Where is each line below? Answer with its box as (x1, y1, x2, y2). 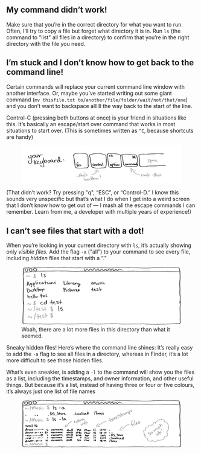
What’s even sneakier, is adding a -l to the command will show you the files (6, 368, 195, 376)
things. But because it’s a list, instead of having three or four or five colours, (6, 381, 195, 388)
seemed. (21, 332, 43, 339)
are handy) (6, 133, 34, 141)
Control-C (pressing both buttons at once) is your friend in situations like (6, 114, 187, 121)
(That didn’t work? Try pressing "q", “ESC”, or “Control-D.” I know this (6, 189, 179, 196)
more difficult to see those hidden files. (6, 356, 104, 364)
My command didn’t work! (6, 5, 107, 15)
